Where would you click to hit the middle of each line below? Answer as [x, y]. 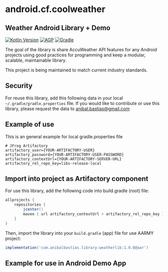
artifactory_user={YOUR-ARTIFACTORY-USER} [50, 150]
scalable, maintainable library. [36, 60]
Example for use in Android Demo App [66, 263]
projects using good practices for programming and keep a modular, [75, 55]
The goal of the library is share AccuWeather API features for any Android [81, 50]
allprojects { [20, 200]
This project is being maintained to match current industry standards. [76, 70]
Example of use [30, 124]
